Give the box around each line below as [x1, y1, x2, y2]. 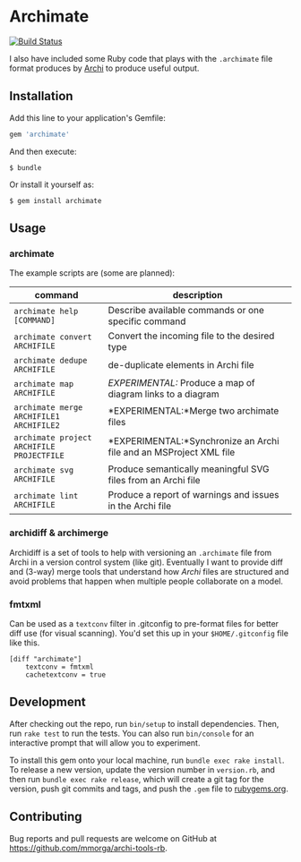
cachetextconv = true [25, 670, 106, 679]
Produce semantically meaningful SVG [107, 463, 270, 475]
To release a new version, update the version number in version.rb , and [9, 764, 276, 775]
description [172, 289, 223, 302]
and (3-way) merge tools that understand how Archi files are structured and [9, 566, 289, 576]
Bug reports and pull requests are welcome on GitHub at [9, 832, 218, 843]
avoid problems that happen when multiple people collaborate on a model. [9, 576, 284, 586]
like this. [9, 637, 40, 648]
